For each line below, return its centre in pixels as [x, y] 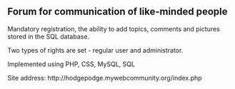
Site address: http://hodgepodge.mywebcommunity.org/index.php [105, 78]
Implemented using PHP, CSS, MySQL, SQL [71, 64]
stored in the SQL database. [49, 36]
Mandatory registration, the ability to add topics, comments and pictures [114, 28]
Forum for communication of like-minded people [117, 12]
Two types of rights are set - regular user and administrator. [95, 50]
